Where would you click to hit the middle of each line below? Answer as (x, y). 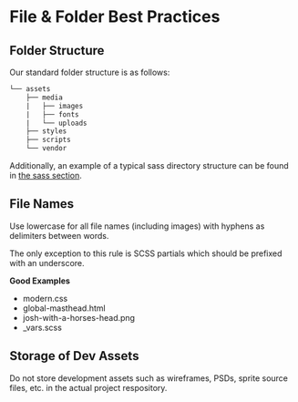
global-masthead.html (64, 308)
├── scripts (48, 140)
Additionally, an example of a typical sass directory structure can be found (149, 165)
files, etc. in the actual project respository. (88, 387)
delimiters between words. (59, 235)
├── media (45, 98)
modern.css (45, 298)
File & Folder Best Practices (115, 17)
